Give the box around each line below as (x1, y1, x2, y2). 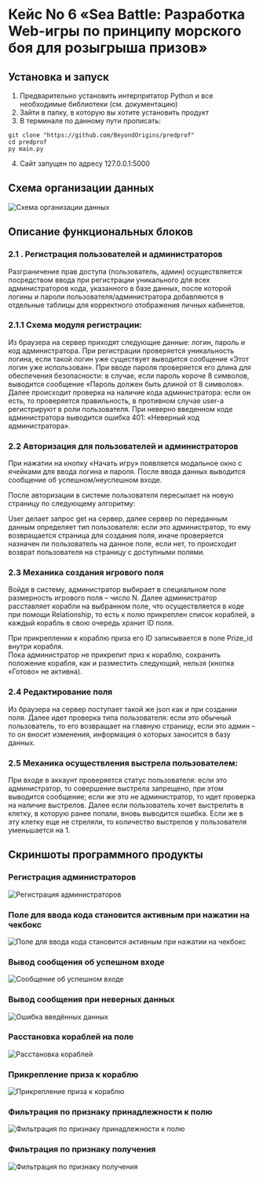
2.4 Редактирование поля (8, 686, 113, 697)
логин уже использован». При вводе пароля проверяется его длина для (8, 362, 251, 372)
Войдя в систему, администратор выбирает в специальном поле (8, 585, 226, 594)
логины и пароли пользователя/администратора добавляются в (8, 292, 224, 301)
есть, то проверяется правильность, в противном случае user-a (8, 395, 225, 406)
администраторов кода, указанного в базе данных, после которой (8, 283, 232, 292)
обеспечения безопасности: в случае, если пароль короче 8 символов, (8, 371, 250, 380)
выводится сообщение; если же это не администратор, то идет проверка (8, 792, 256, 801)
